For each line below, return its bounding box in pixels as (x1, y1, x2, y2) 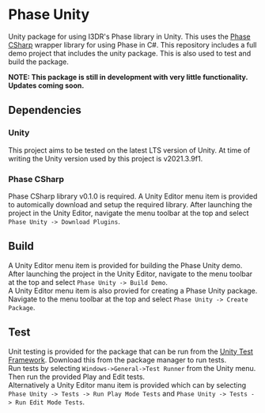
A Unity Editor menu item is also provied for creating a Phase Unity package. (8, 286, 258, 295)
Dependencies (8, 104, 81, 117)
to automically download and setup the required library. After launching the (8, 199, 253, 209)
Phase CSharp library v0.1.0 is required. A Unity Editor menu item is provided (8, 191, 258, 201)
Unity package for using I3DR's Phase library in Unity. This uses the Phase (8, 32, 251, 41)
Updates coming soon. (8, 81, 85, 90)
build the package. (8, 57, 69, 66)
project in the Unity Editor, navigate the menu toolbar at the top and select (8, 208, 249, 218)
